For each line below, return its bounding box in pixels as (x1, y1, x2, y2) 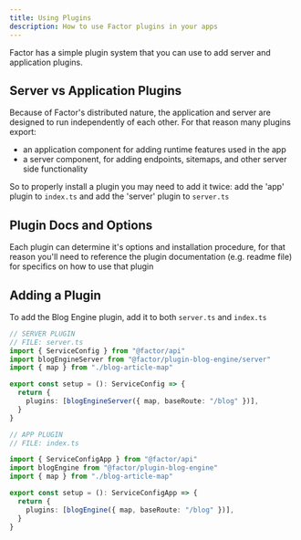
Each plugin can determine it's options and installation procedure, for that (9, 242, 285, 253)
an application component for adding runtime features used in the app (22, 144, 287, 155)
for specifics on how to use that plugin (9, 261, 154, 272)
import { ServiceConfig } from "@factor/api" (9, 346, 185, 356)
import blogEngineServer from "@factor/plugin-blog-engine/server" (9, 355, 272, 364)
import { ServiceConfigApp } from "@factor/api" (9, 455, 198, 464)
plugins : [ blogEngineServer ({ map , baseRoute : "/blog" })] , (26, 397, 259, 406)
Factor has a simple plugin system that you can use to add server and (9, 47, 271, 57)
